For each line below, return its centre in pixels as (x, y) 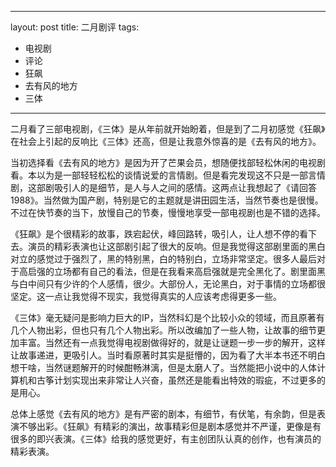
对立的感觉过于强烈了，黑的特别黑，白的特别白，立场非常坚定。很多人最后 (163, 259)
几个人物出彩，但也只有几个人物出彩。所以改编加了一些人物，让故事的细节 (163, 330)
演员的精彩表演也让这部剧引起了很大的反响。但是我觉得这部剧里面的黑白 (176, 246)
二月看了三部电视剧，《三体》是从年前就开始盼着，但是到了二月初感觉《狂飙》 (168, 129)
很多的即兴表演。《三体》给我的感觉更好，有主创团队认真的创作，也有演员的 (166, 439)
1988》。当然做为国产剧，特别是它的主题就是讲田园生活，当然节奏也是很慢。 (167, 200)
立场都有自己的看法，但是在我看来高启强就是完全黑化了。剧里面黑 (189, 271)
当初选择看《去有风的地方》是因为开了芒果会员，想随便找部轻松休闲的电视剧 (168, 162)
